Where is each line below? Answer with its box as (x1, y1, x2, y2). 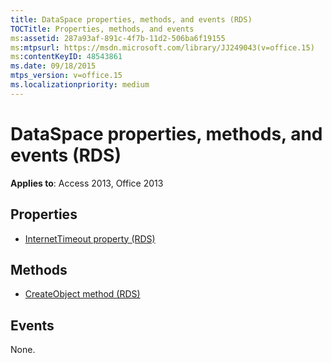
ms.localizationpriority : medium (10, 80, 150, 90)
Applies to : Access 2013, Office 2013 (10, 177, 164, 189)
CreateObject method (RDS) (24, 288, 141, 300)
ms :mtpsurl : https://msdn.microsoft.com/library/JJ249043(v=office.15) (10, 42, 315, 53)
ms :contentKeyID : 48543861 (10, 52, 123, 62)
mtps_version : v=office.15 (10, 71, 123, 81)
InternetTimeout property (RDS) (24, 232, 156, 245)
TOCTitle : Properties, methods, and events (10, 24, 195, 34)
